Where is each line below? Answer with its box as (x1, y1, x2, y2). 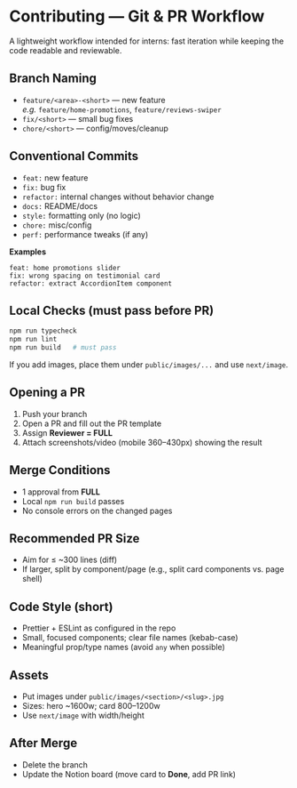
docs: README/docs (21, 200, 98, 211)
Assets (9, 667, 49, 682)
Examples (9, 246, 47, 257)
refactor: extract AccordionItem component (9, 278, 173, 288)
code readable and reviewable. (9, 44, 122, 55)
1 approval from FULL (21, 486, 100, 497)
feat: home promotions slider (9, 263, 121, 272)
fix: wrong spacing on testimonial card (9, 271, 161, 280)
